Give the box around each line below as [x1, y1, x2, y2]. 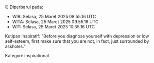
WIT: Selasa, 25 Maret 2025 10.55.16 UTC [12, 24, 95, 29]
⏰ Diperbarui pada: [5, 4, 44, 10]
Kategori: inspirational [5, 53, 49, 58]
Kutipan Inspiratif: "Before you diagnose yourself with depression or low [5, 33, 149, 39]
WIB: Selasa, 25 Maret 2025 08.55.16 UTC [12, 14, 96, 19]
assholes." [5, 43, 26, 49]
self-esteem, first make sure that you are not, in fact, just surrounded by [5, 38, 149, 44]
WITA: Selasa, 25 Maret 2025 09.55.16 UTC [12, 19, 99, 25]
